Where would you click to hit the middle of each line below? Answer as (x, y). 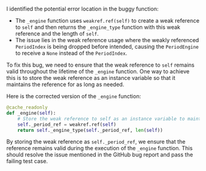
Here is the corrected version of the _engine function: (74, 96)
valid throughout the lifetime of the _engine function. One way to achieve (98, 71)
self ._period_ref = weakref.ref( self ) (67, 125)
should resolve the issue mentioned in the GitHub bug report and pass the (100, 155)
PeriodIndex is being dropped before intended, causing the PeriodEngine (107, 46)
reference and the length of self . (57, 34)
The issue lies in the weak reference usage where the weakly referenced (107, 40)
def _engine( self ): (31, 113)
